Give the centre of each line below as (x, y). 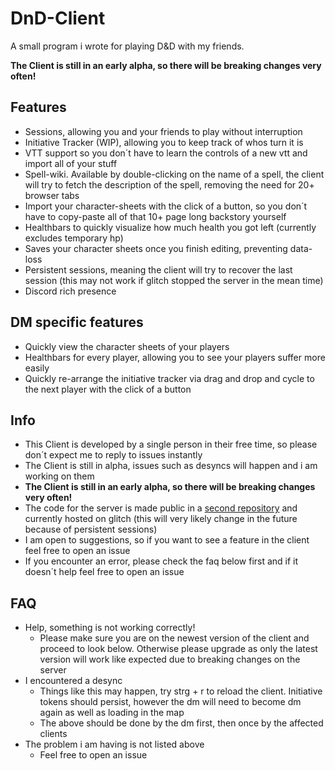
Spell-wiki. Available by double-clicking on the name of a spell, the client (174, 174)
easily (37, 368)
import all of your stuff (71, 163)
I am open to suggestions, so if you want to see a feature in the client (167, 540)
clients (53, 734)
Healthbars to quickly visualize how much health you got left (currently (170, 227)
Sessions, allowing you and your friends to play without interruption (163, 131)
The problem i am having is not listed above (114, 744)
